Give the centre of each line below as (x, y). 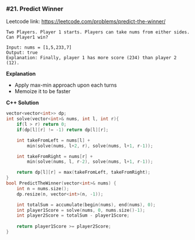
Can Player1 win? (27, 37)
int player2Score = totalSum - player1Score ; (73, 215)
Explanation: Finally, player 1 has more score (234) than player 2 (91, 58)
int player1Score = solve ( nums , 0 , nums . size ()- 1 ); (81, 210)
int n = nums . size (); (43, 188)
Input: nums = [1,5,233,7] (39, 48)
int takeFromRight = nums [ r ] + (55, 156)
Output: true (22, 53)
